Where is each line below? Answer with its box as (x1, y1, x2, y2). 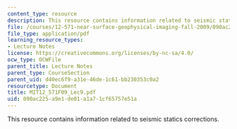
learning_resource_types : (7, 37, 83, 44)
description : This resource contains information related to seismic (7, 17, 217, 24)
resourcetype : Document (7, 82, 78, 90)
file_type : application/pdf (7, 30, 90, 37)
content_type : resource (7, 10, 78, 18)
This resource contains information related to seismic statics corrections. (7, 115, 220, 123)
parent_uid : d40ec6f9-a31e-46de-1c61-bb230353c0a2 (7, 75, 159, 83)
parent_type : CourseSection (7, 69, 90, 76)
